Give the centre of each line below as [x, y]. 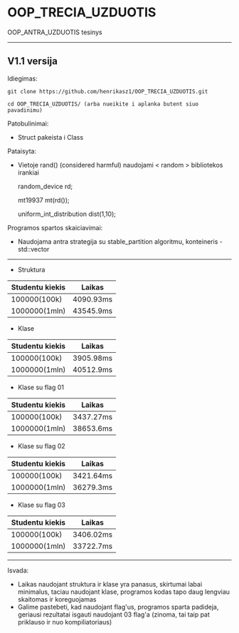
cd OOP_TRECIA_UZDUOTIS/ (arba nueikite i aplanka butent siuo [103, 104]
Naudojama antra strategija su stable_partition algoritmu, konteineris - [120, 241]
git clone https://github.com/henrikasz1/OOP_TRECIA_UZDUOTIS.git [108, 91]
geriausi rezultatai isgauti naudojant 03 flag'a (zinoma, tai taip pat [113, 614]
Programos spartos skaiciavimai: [55, 227]
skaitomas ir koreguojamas [57, 599]
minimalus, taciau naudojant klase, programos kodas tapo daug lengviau [123, 592]
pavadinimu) [25, 110]
